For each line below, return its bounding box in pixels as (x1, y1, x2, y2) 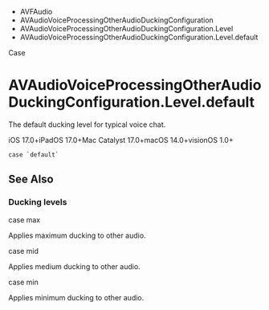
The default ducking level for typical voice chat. (8, 120, 166, 129)
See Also (8, 173, 54, 186)
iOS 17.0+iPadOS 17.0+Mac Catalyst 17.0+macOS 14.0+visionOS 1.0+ (8, 135, 234, 145)
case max (8, 214, 41, 224)
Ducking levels (8, 197, 67, 208)
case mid (8, 246, 39, 255)
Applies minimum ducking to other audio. (8, 292, 145, 302)
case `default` (8, 150, 59, 159)
